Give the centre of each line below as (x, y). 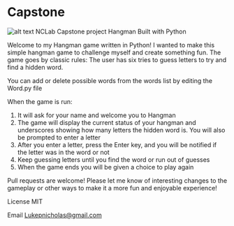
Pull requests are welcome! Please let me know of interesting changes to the (117, 180)
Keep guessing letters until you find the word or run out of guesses (114, 159)
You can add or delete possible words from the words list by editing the (110, 80)
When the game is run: (40, 101)
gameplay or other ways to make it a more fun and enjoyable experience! (112, 188)
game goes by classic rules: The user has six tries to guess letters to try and (117, 59)
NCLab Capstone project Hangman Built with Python (111, 31)
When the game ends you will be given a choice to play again (105, 167)
